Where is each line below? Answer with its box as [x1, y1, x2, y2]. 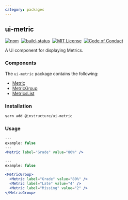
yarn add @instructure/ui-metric [5, 114, 73, 119]
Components [5, 59, 36, 66]
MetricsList [12, 91, 35, 96]
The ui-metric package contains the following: [5, 71, 98, 76]
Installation [5, 103, 32, 109]
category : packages [5, 7, 45, 12]
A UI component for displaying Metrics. [5, 47, 83, 54]
